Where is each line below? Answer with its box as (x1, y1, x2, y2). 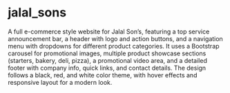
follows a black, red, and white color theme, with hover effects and (8, 70, 198, 79)
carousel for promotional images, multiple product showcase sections (8, 49, 207, 57)
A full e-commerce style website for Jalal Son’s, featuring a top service (8, 27, 210, 36)
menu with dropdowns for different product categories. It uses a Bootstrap (8, 42, 220, 50)
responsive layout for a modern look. (8, 78, 113, 86)
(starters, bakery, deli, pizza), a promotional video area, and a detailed (8, 56, 208, 64)
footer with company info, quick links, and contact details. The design (8, 64, 207, 72)
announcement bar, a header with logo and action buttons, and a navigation (8, 34, 223, 42)
